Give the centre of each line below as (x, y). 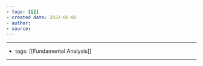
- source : (19, 28)
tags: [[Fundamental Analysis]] (53, 51)
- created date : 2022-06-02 (42, 17)
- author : (19, 23)
